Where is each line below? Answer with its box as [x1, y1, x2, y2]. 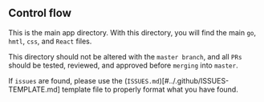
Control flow [8, 6, 72, 20]
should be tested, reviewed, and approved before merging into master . [8, 60, 238, 70]
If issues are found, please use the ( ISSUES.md [8, 75, 160, 85]
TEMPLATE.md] [8, 84, 60, 94]
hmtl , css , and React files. [8, 36, 92, 46]
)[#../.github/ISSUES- [159, 75, 229, 85]
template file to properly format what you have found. [61, 84, 238, 94]
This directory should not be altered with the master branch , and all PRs [8, 51, 242, 61]
